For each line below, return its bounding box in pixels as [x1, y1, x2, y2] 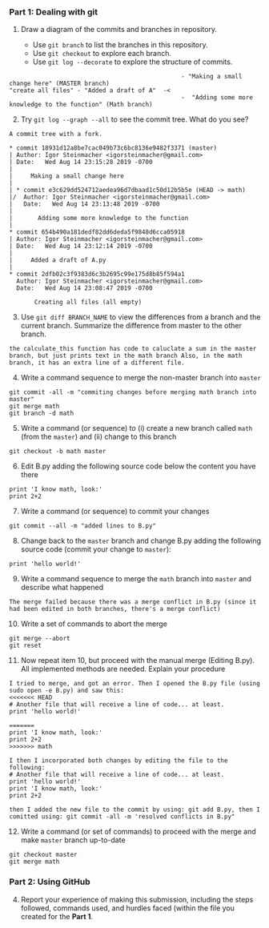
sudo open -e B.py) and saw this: [9, 687, 125, 695]
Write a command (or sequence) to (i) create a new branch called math [20, 424, 253, 433]
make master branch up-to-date [20, 835, 126, 845]
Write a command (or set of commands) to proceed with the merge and [20, 827, 257, 837]
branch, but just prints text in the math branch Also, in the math [9, 352, 243, 360]
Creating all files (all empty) [34, 299, 143, 307]
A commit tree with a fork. [9, 131, 103, 139]
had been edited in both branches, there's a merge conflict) [9, 605, 221, 613]
